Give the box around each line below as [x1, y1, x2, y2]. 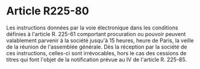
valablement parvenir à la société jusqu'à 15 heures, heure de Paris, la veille [6, 37, 194, 44]
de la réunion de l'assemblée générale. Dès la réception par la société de [6, 43, 187, 50]
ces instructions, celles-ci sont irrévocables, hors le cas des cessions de [6, 49, 187, 56]
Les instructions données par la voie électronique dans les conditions [6, 24, 179, 31]
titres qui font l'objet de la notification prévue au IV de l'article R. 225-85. [6, 56, 187, 63]
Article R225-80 [6, 4, 89, 18]
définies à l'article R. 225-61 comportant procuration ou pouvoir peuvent [6, 30, 186, 37]
